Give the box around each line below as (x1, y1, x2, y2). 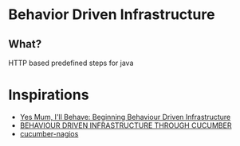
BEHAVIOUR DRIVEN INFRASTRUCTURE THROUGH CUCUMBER (19, 121, 232, 130)
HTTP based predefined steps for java (8, 58, 134, 67)
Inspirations (8, 86, 89, 104)
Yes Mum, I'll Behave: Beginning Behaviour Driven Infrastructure (19, 112, 231, 121)
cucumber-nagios (19, 129, 79, 138)
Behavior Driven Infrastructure (8, 6, 215, 24)
